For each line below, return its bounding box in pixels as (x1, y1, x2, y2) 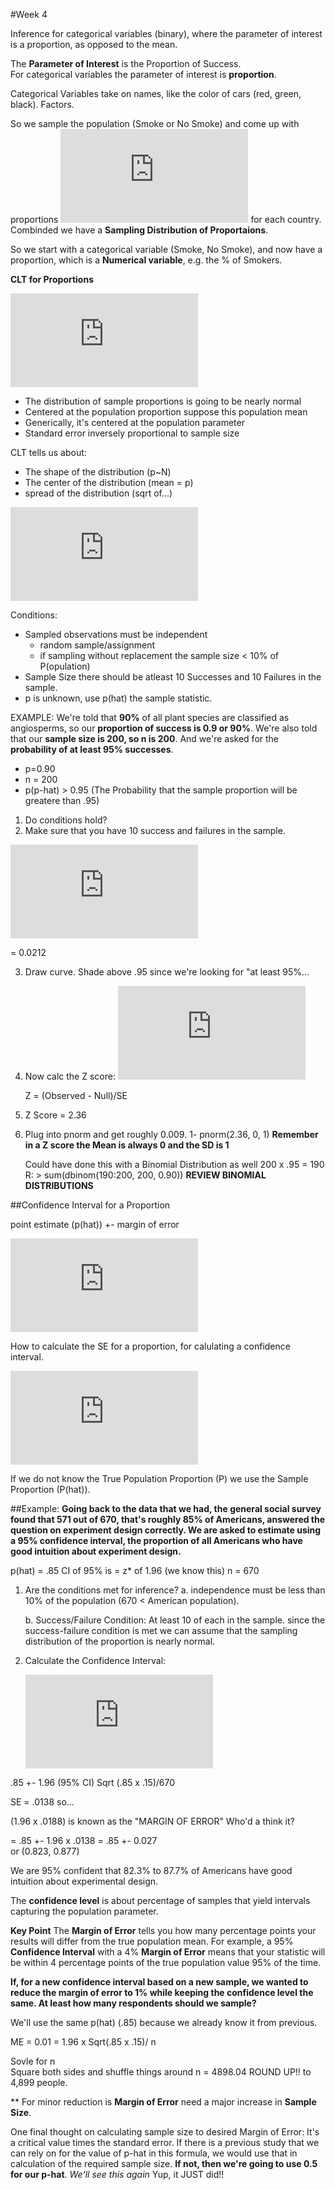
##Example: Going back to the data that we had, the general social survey (10, 1503, 322, 1514)
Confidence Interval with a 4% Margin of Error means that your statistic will (10, 1946, 326, 1958)
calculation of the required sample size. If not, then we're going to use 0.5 (10, 2158, 318, 2169)
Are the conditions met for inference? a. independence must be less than (24, 1584, 326, 1596)
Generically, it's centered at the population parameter (24, 417, 245, 428)
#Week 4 (10, 9, 48, 20)
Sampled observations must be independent (24, 629, 208, 640)
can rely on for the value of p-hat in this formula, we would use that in (10, 2147, 298, 2159)
